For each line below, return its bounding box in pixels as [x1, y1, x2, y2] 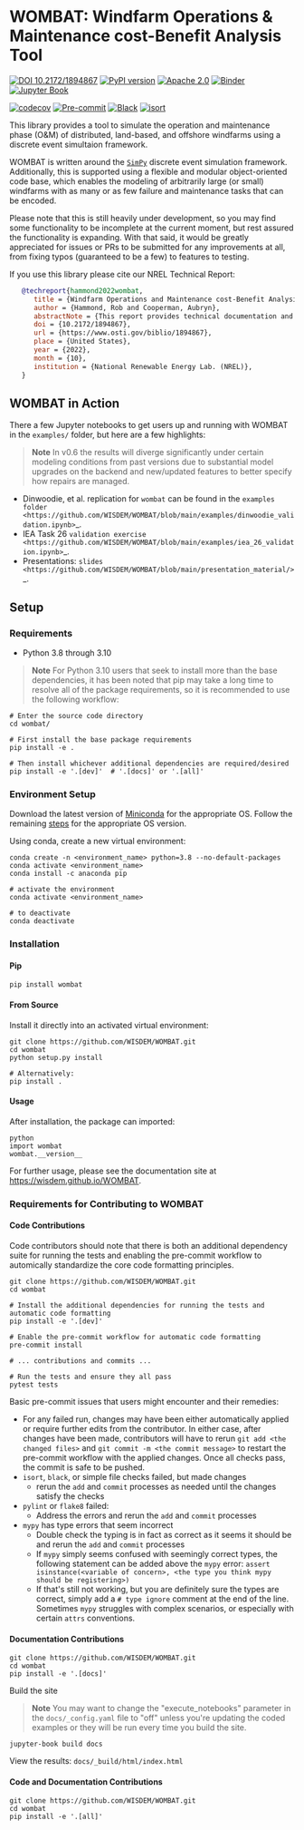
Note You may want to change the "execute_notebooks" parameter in [31, 1703, 291, 1714]
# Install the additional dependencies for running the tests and [9, 1301, 265, 1310]
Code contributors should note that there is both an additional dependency [9, 1241, 288, 1251]
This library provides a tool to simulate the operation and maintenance [9, 120, 271, 131]
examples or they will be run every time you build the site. [31, 1722, 247, 1733]
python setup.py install [9, 1053, 103, 1062]
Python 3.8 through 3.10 [22, 647, 111, 658]
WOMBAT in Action [9, 395, 120, 411]
